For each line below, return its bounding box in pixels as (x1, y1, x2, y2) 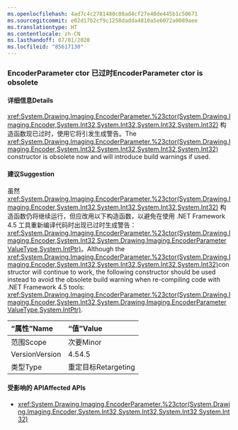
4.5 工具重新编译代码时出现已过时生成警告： (7, 221, 137, 229)
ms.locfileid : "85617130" (7, 43, 84, 50)
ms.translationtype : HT (7, 23, 78, 31)
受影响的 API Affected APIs (7, 383, 86, 392)
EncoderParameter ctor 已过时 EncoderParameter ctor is (7, 68, 203, 78)
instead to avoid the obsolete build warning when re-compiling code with (7, 275, 221, 284)
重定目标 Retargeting (68, 363, 136, 373)
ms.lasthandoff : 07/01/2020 (7, 37, 91, 44)
